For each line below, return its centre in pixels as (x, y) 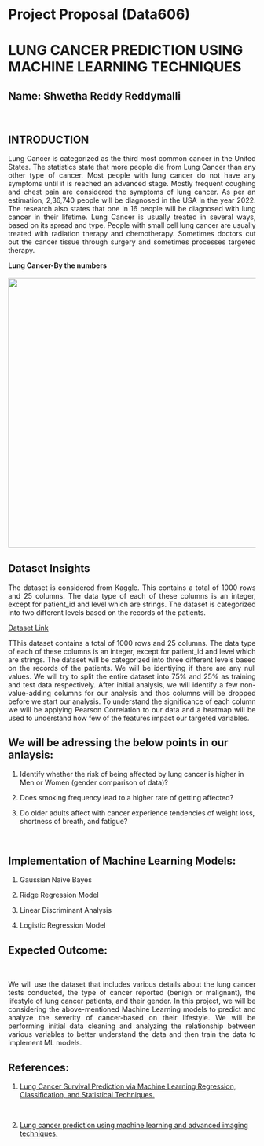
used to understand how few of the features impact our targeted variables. (129, 718)
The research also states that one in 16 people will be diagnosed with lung (132, 209)
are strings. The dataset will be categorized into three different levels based (132, 659)
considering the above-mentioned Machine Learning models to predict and (132, 1009)
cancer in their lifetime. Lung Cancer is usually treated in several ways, (132, 217)
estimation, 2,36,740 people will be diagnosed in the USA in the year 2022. (132, 200)
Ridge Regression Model (59, 895)
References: (38, 1067)
